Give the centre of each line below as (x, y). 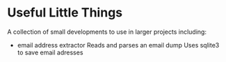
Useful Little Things (65, 13)
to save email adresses (50, 52)
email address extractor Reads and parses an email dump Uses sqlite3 (118, 45)
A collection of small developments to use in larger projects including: (107, 32)
